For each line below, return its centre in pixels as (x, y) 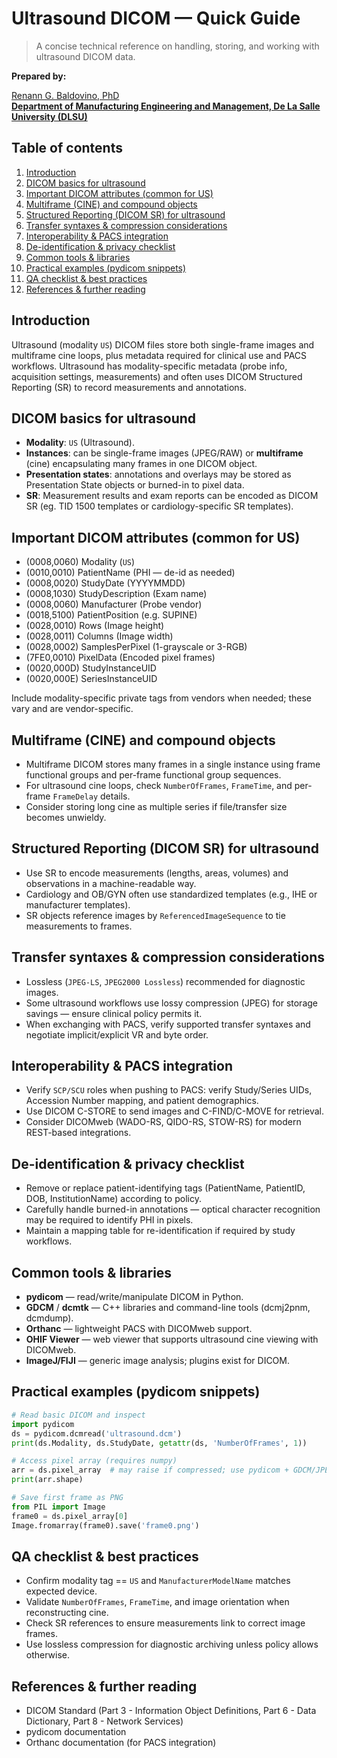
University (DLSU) (49, 116)
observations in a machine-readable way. (111, 883)
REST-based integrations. (78, 1133)
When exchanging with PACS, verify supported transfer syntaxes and (168, 1024)
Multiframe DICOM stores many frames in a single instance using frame (173, 764)
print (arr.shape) (47, 1480)
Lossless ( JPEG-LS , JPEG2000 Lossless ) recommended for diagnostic (165, 981)
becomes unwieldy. (66, 817)
